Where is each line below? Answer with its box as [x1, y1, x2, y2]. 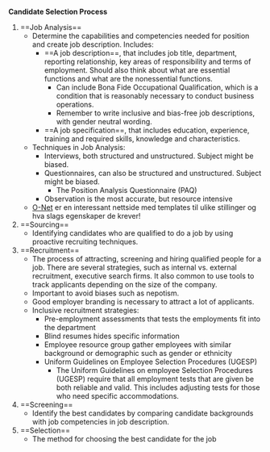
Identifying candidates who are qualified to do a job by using [31, 228, 234, 237]
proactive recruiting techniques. [31, 237, 139, 246]
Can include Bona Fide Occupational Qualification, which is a [56, 82, 259, 92]
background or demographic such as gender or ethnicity [44, 349, 232, 358]
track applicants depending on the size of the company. [31, 280, 218, 289]
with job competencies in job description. [31, 417, 169, 426]
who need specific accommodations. [56, 391, 180, 400]
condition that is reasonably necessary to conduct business [56, 91, 255, 100]
